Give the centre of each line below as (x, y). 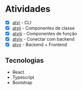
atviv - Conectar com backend (43, 39)
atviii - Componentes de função (45, 34)
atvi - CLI (21, 22)
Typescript (23, 77)
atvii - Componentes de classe (43, 28)
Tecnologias (24, 60)
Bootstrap (22, 83)
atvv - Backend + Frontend (40, 45)
